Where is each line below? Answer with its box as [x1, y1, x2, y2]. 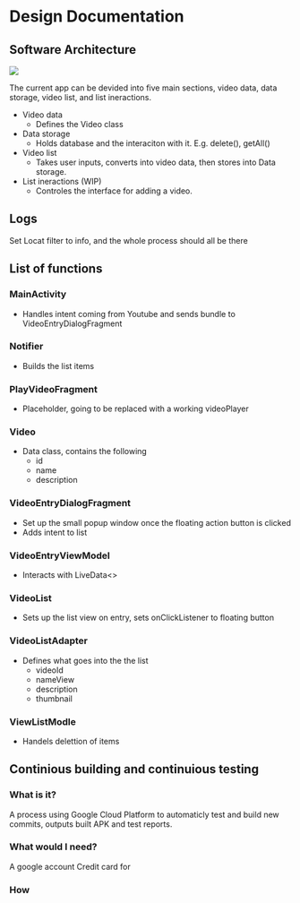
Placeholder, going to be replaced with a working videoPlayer [21, 403, 249, 414]
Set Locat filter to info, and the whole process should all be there [9, 235, 248, 245]
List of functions [9, 262, 103, 277]
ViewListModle [9, 715, 76, 727]
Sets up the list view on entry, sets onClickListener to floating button [21, 612, 275, 623]
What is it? [9, 788, 56, 801]
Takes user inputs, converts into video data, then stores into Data [35, 157, 276, 168]
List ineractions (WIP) [21, 176, 102, 186]
